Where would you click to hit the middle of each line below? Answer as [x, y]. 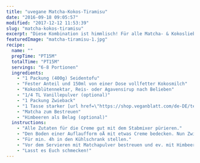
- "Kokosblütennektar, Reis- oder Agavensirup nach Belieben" [96, 90]
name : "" [22, 51]
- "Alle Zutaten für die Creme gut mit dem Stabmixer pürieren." [100, 128]
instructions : [29, 123]
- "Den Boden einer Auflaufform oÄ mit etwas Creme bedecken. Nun [101, 134]
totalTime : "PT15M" [36, 61]
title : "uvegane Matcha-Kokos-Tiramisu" [57, 12]
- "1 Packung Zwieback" [46, 100]
